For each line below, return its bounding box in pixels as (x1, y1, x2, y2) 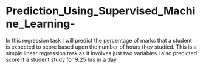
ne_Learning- (5, 17, 75, 31)
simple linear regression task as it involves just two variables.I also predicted (5, 49, 198, 56)
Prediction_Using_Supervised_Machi (5, 4, 196, 18)
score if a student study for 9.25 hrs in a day (5, 56, 117, 63)
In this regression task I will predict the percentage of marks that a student (5, 37, 192, 44)
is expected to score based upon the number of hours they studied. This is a (5, 43, 197, 50)
